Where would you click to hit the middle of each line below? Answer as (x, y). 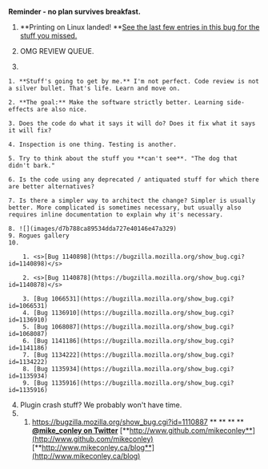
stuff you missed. (48, 36)
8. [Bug (35, 369)
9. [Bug (35, 383)
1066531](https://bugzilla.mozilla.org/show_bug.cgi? (142, 299)
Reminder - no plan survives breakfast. (75, 12)
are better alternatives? (51, 187)
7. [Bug (35, 355)
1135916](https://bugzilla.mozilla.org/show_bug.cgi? (142, 383)
